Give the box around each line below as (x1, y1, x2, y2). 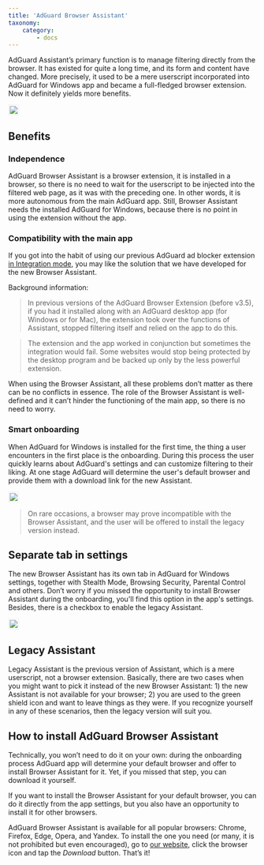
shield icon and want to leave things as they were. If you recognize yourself (8, 698, 254, 708)
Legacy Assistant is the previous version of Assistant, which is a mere (8, 664, 235, 674)
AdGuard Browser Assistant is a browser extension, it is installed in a (8, 171, 231, 180)
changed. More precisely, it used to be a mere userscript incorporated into (8, 72, 250, 81)
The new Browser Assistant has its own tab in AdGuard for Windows (8, 570, 230, 579)
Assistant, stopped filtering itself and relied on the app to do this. (27, 323, 238, 333)
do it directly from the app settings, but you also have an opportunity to (8, 799, 240, 808)
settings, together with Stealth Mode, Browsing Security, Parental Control (8, 577, 246, 587)
